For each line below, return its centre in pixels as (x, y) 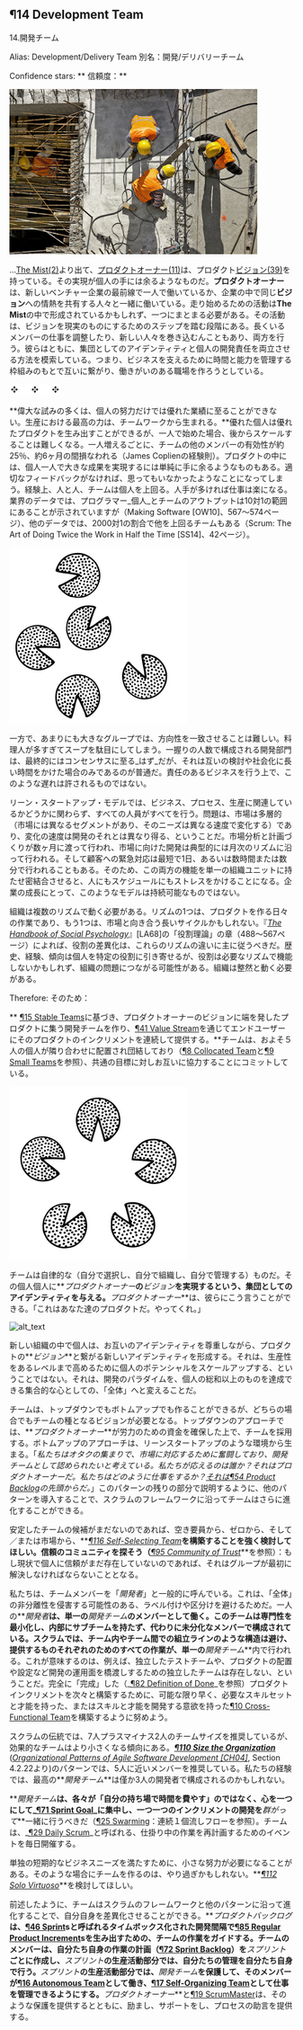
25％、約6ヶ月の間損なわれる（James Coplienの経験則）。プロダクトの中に (148, 455)
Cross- (257, 1705)
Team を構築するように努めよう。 (111, 1717)
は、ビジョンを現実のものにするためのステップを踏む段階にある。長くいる (147, 325)
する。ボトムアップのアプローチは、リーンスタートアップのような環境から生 (151, 1443)
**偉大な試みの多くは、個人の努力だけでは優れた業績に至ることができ (139, 410)
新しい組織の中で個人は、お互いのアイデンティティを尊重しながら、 (135, 1345)
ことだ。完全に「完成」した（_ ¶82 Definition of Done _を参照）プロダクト (153, 1683)
